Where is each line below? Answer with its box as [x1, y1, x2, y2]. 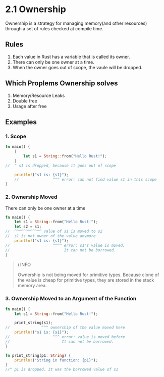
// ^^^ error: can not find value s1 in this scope [14, 177, 157, 182]
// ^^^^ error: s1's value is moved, [5, 243, 125, 248]
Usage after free [12, 103, 47, 109]
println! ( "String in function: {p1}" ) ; [14, 357, 98, 363]
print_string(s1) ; [14, 320, 53, 326]
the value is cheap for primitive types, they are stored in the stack [17, 277, 154, 283]
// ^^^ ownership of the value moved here [5, 325, 125, 330]
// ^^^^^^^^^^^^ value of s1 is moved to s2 [5, 229, 102, 234]
